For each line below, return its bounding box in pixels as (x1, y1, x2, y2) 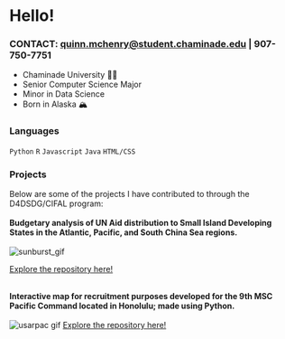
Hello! (9, 5, 55, 26)
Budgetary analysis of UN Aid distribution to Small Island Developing (9, 218, 272, 229)
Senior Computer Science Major (22, 79, 142, 90)
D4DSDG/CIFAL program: (9, 198, 104, 209)
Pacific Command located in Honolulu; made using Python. (9, 300, 235, 312)
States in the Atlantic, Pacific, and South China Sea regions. (9, 227, 238, 238)
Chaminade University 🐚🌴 (22, 70, 118, 80)
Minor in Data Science (22, 89, 106, 99)
